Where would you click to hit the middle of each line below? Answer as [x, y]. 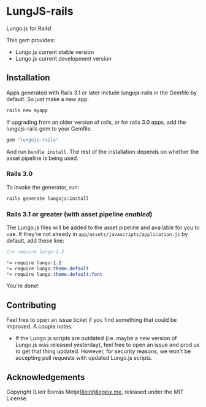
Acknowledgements [46, 377]
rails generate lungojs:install [48, 198]
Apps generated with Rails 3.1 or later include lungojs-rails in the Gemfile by [102, 93]
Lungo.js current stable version [55, 52]
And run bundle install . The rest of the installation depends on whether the [103, 151]
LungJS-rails [40, 11]
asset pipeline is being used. [42, 158]
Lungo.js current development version [63, 58]
